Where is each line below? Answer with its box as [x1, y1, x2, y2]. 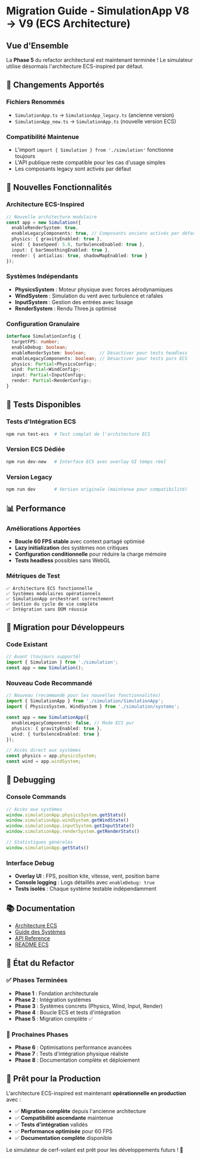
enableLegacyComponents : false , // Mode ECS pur [11, 720, 135, 726]
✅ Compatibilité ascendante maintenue [14, 1114, 114, 1121]
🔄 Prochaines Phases [6, 1030, 68, 1039]
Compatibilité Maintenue [6, 132, 79, 141]
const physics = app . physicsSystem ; [6, 753, 97, 759]
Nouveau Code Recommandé [6, 679, 93, 687]
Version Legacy [6, 473, 52, 481]
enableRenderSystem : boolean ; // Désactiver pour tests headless [11, 350, 187, 356]
